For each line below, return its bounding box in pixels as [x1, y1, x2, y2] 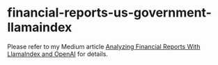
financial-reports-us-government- [7, 5, 212, 21]
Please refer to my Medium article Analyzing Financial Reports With [7, 42, 201, 50]
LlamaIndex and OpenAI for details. [7, 50, 108, 58]
